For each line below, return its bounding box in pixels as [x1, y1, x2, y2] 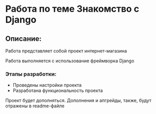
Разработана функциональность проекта [12, 87, 103, 94]
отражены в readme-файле [5, 103, 65, 109]
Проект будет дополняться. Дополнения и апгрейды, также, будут [5, 98, 152, 104]
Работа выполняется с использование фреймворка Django [5, 58, 134, 64]
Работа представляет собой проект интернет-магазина [5, 48, 127, 54]
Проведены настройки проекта [12, 82, 82, 88]
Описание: [5, 34, 42, 43]
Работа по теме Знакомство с [5, 3, 140, 15]
